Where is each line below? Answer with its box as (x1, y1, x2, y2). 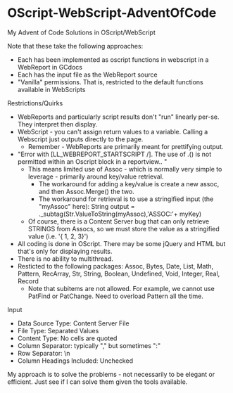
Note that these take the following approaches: (7, 41, 144, 50)
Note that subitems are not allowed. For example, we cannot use (27, 284, 215, 292)
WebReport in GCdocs (17, 63, 83, 71)
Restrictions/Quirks (7, 98, 63, 107)
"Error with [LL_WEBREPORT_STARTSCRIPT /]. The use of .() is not (17, 150, 212, 158)
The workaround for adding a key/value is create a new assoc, (38, 179, 220, 188)
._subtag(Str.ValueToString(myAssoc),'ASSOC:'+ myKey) (38, 210, 202, 218)
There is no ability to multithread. (17, 255, 114, 263)
